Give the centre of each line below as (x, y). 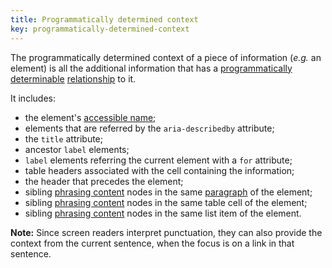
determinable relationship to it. (73, 78)
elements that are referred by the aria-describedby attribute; (149, 128)
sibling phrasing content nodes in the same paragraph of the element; (168, 192)
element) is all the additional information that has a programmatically (151, 68)
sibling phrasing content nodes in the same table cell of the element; (166, 202)
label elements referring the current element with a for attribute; (158, 160)
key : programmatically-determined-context (100, 29)
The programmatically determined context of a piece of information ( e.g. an (166, 57)
